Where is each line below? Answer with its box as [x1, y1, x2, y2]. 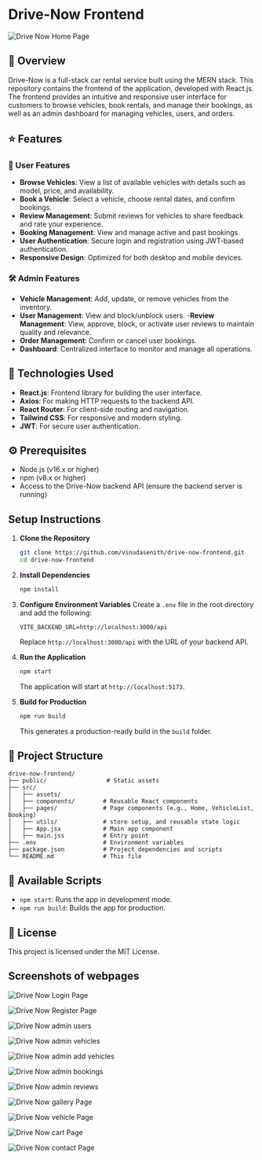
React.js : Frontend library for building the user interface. [19, 388, 202, 397]
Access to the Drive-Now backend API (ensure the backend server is [19, 481, 243, 491]
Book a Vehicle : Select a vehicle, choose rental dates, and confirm [19, 194, 235, 204]
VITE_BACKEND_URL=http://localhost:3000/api [19, 623, 168, 631]
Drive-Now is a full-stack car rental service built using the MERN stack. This [8, 75, 254, 84]
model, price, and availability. [19, 186, 115, 196]
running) [19, 490, 48, 499]
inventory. [19, 302, 53, 311]
